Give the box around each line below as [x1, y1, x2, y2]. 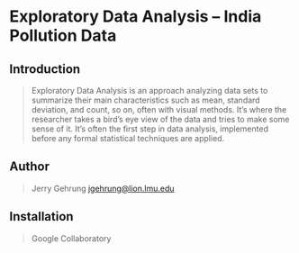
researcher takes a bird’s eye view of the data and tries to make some [31, 114, 290, 124]
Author [9, 159, 50, 175]
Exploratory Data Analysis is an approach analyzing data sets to [31, 86, 268, 95]
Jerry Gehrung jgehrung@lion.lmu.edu [31, 183, 175, 194]
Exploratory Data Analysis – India [9, 6, 262, 27]
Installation [9, 209, 74, 224]
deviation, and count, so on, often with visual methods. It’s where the [31, 104, 287, 114]
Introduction [9, 61, 81, 77]
